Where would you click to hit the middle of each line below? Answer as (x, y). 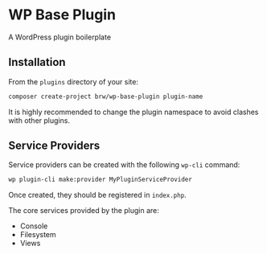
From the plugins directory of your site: (74, 81)
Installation (37, 62)
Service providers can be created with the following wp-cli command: (124, 165)
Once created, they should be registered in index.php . (97, 195)
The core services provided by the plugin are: (84, 211)
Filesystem (38, 235)
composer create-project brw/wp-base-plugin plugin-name (106, 96)
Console (34, 226)
